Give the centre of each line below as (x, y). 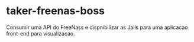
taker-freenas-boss (56, 11)
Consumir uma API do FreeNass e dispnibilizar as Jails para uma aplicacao (97, 27)
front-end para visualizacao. (41, 33)
